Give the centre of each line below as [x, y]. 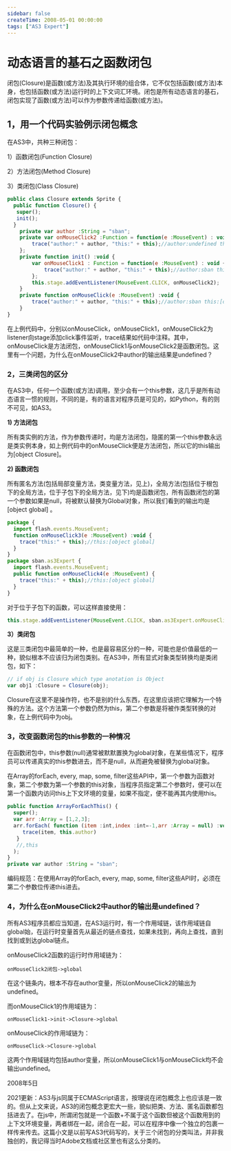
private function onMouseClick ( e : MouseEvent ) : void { [100, 295]
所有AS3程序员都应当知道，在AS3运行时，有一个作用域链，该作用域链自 [109, 923]
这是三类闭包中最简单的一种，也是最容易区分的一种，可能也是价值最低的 [109, 649]
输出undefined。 [31, 1068]
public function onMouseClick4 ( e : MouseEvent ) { [84, 574]
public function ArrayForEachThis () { [63, 807]
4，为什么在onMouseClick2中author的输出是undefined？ [104, 907]
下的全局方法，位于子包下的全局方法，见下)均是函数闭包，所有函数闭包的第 [114, 492]
